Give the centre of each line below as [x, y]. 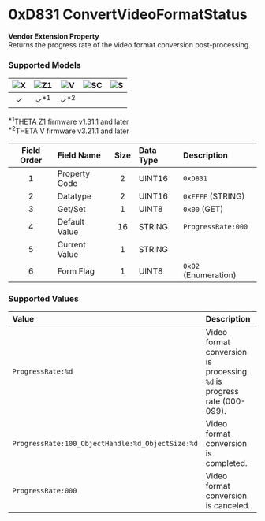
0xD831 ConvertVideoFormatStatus [128, 15]
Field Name [79, 155]
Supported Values [43, 299]
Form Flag [76, 271]
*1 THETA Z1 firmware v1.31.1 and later [69, 121]
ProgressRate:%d [43, 372]
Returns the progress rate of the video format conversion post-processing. [129, 44]
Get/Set [71, 209]
